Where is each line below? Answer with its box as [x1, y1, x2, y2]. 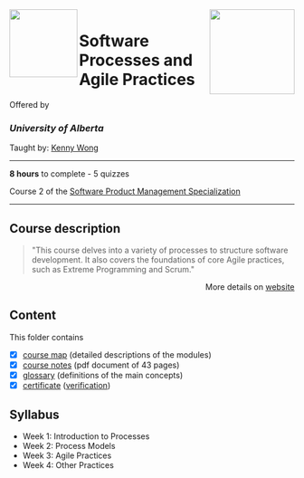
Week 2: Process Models [22, 440, 116, 451]
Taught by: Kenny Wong [9, 142, 100, 153]
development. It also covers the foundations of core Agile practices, [31, 254, 285, 265]
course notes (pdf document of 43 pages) [22, 359, 180, 370]
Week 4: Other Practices [22, 459, 115, 470]
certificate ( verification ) [22, 380, 111, 391]
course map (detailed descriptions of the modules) [22, 349, 212, 360]
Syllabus [9, 406, 61, 422]
